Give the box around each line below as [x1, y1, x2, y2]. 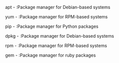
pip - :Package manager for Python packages [5, 23, 99, 29]
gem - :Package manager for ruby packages [5, 52, 96, 58]
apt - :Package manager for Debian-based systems [5, 4, 111, 10]
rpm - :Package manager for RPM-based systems [5, 43, 107, 49]
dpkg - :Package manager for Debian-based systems [5, 33, 115, 39]
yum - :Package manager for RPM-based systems [5, 14, 108, 19]
